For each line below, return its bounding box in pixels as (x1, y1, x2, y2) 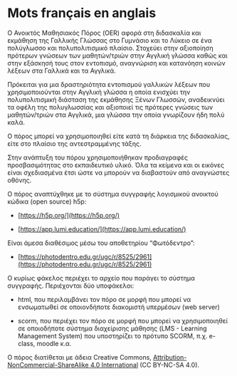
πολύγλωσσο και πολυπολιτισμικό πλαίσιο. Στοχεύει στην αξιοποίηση (7, 43, 214, 52)
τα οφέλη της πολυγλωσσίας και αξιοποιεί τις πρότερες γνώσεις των (7, 103, 214, 111)
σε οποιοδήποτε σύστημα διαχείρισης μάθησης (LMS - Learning (17, 324, 208, 333)
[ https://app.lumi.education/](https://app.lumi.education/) (17, 224, 186, 233)
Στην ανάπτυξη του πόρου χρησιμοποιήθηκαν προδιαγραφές (7, 153, 189, 162)
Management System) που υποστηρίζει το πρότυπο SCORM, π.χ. (17, 331, 208, 340)
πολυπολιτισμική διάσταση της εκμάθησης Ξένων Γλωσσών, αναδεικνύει (7, 95, 225, 104)
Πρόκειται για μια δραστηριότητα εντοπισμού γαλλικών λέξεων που (7, 80, 211, 88)
